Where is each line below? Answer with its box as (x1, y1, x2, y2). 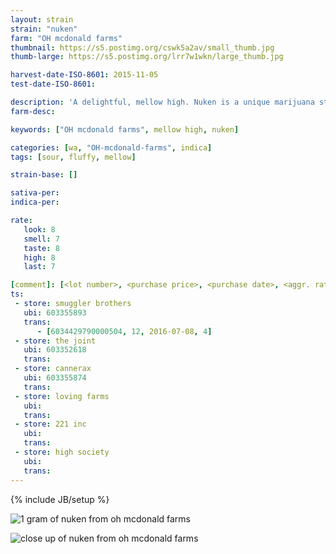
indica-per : (10, 197, 60, 208)
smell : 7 (23, 234, 60, 244)
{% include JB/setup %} (10, 493, 110, 505)
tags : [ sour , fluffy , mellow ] (10, 152, 137, 162)
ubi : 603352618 (23, 345, 87, 355)
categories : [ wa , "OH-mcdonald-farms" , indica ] (10, 142, 213, 153)
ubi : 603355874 (23, 373, 87, 383)
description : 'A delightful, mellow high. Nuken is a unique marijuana (10, 97, 315, 107)
